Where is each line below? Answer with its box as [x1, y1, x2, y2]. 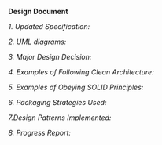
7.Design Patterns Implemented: [8, 113, 112, 122]
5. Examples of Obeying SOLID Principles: [8, 82, 144, 92]
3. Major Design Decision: [8, 53, 92, 61]
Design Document [8, 7, 68, 16]
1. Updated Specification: [8, 22, 90, 31]
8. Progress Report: [8, 129, 72, 137]
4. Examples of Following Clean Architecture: [8, 67, 155, 77]
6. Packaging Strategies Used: [8, 98, 107, 107]
